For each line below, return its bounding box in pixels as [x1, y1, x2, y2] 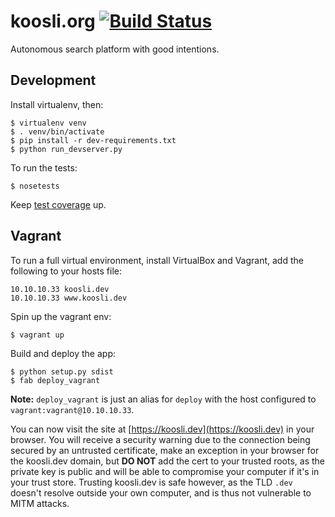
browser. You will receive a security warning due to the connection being [10, 433, 311, 445]
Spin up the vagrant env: [10, 310, 112, 322]
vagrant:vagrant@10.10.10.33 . [10, 403, 135, 415]
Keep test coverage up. [10, 198, 107, 210]
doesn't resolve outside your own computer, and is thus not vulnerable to [10, 486, 312, 499]
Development [10, 72, 97, 89]
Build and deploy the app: [10, 347, 116, 359]
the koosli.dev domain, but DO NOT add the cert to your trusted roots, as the [10, 455, 325, 467]
